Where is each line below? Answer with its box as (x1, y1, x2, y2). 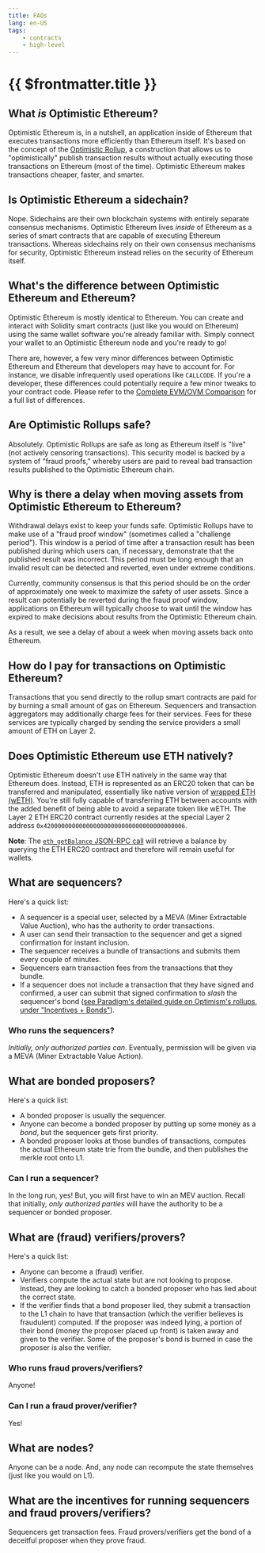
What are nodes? (8, 1441, 94, 1455)
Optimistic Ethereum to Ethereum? (8, 500, 182, 513)
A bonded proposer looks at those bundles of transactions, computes (19, 1136, 247, 1145)
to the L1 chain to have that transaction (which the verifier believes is (19, 1310, 244, 1319)
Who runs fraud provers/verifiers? (8, 1362, 143, 1373)
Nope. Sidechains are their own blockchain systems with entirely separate (8, 213, 249, 223)
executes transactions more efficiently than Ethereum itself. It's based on (8, 136, 247, 146)
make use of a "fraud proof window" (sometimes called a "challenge (8, 529, 232, 539)
